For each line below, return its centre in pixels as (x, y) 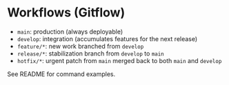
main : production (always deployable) (70, 32)
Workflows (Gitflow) (66, 13)
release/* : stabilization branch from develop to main (90, 53)
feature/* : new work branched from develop (80, 46)
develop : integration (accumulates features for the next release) (107, 38)
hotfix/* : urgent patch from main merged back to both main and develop (119, 60)
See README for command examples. (61, 74)
